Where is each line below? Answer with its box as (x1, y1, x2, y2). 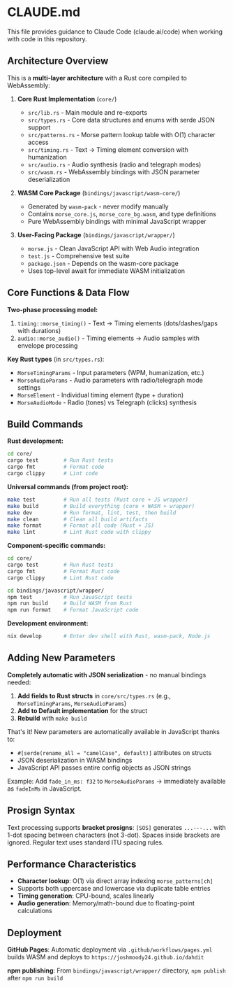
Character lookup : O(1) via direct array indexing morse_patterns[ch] (17, 877, 213, 885)
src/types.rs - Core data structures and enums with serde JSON (27, 115, 215, 124)
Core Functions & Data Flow (7, 287, 130, 299)
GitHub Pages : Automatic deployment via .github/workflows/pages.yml (7, 945, 213, 954)
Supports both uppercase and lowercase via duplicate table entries (17, 884, 211, 893)
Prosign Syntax (7, 805, 75, 817)
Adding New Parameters (7, 652, 116, 664)
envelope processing (17, 341, 78, 350)
